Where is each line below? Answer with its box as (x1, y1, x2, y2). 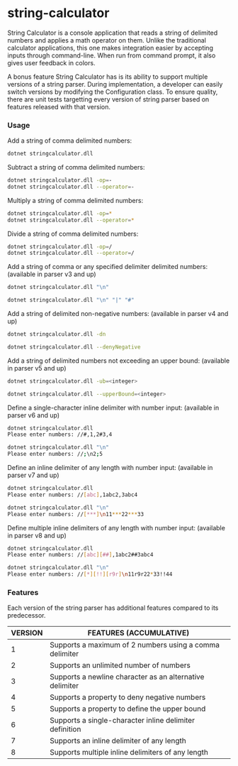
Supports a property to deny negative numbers (49, 692, 206, 702)
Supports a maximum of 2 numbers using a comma (49, 640, 220, 650)
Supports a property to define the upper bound (49, 704, 206, 714)
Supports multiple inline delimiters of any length (49, 748, 209, 757)
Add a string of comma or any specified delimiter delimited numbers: (7, 263, 208, 271)
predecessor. (7, 611, 46, 620)
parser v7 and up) (7, 471, 59, 480)
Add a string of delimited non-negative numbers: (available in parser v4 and (7, 310, 229, 318)
